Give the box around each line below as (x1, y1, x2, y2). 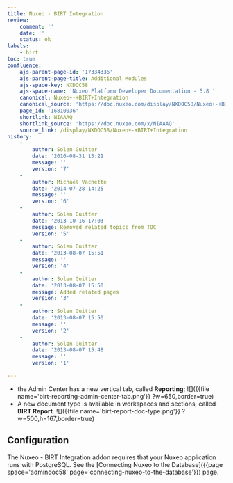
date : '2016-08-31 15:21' (32, 152, 107, 160)
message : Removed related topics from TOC (32, 223, 157, 230)
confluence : (7, 62, 42, 69)
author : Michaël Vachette (32, 178, 107, 185)
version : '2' (32, 327, 70, 334)
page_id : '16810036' (19, 107, 79, 114)
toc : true (7, 56, 36, 63)
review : (7, 17, 30, 24)
